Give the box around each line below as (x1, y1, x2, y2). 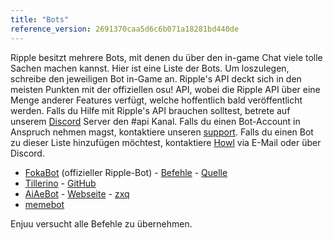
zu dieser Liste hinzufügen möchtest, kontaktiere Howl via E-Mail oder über (10, 136, 322, 148)
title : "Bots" (10, 14, 70, 25)
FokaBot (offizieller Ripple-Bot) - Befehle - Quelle (24, 166, 228, 178)
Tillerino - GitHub (24, 177, 97, 189)
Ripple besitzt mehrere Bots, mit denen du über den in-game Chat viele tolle (10, 51, 323, 63)
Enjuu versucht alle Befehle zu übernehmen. (10, 217, 193, 230)
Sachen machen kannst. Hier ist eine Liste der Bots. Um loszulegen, (10, 62, 290, 74)
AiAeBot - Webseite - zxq (24, 187, 130, 200)
